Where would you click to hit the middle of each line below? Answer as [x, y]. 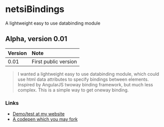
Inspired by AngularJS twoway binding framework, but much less [85, 84]
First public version [54, 61]
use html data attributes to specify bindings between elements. [83, 79]
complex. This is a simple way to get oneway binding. [73, 90]
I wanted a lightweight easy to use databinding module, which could [88, 74]
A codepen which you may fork [45, 119]
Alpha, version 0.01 [36, 39]
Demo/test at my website [38, 114]
